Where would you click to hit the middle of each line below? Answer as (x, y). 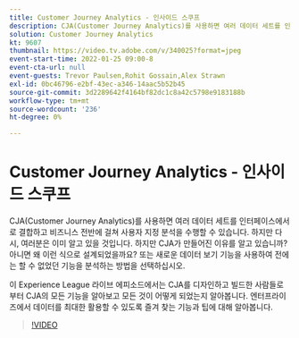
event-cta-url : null (48, 68)
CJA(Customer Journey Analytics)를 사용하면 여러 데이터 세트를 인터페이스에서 (149, 221)
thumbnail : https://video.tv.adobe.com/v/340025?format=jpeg (125, 51)
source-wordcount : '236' (55, 109)
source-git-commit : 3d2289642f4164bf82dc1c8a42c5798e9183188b (127, 92)
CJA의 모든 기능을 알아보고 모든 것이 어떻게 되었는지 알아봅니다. (137, 296)
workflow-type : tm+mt (50, 101)
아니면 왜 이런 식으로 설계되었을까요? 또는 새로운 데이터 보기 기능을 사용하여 (141, 255)
